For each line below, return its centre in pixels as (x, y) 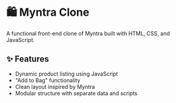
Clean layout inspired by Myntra (55, 87)
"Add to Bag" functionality (48, 80)
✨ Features (28, 59)
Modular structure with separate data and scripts (76, 93)
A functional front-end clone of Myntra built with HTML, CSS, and (88, 33)
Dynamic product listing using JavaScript (66, 74)
